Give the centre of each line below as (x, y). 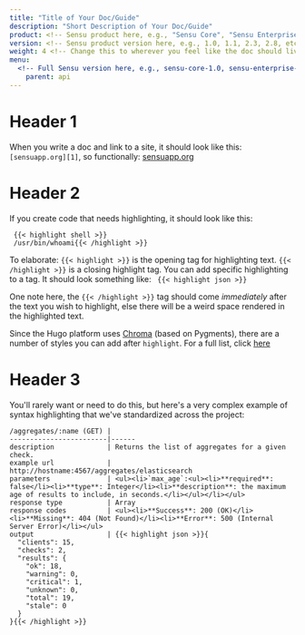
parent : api (48, 77)
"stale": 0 (46, 606)
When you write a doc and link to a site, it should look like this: (126, 147)
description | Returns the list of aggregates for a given (148, 447)
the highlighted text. (47, 316)
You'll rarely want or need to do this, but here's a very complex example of (149, 405)
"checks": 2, (42, 550)
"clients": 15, (46, 542)
